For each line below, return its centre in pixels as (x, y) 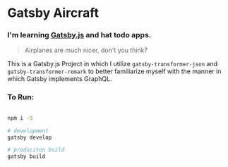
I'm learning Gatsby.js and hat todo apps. (79, 35)
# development (28, 131)
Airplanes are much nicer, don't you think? (86, 50)
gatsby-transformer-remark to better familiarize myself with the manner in (114, 71)
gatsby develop (30, 137)
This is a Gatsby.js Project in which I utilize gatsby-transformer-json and (113, 64)
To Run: (21, 97)
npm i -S (20, 118)
